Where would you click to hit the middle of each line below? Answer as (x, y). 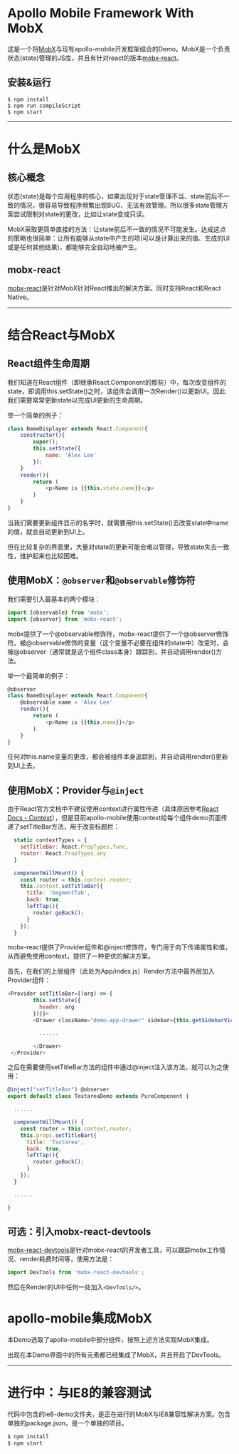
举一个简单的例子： (36, 415)
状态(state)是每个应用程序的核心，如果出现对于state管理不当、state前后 (112, 196)
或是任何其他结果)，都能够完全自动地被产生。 (74, 247)
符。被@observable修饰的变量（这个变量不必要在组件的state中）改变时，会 (118, 642)
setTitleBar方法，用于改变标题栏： (70, 827)
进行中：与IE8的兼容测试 (79, 1393)
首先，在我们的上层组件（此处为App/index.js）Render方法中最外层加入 (111, 971)
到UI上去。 (23, 766)
